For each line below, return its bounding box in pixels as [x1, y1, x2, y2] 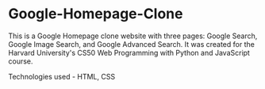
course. [8, 56, 33, 66]
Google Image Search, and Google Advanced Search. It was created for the [8, 39, 255, 48]
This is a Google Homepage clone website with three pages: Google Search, [8, 31, 258, 41]
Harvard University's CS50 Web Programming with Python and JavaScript [8, 48, 250, 57]
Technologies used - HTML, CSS [8, 72, 116, 81]
